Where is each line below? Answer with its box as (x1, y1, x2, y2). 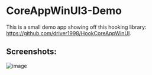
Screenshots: (6, 47, 57, 57)
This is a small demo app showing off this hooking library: (6, 23, 147, 30)
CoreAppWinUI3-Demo (6, 4, 122, 18)
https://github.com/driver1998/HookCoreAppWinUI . (6, 29, 132, 36)
